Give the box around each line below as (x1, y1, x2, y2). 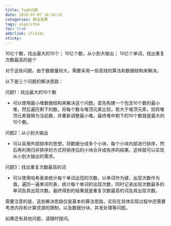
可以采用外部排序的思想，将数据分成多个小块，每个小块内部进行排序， (12, 140, 160, 146)
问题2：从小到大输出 (5, 130, 48, 136)
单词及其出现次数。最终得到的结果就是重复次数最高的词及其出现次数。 (12, 187, 160, 193)
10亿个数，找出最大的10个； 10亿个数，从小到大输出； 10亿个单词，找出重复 (5, 50, 164, 56)
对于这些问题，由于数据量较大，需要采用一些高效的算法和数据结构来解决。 (5, 67, 161, 74)
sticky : (5, 36, 22, 41)
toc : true (5, 26, 26, 31)
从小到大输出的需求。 (12, 153, 58, 159)
